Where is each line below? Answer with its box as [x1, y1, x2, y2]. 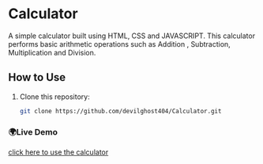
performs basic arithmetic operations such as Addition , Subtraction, [8, 39, 231, 48]
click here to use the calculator [8, 147, 109, 157]
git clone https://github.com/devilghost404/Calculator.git [19, 107, 222, 115]
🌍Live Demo [8, 126, 58, 137]
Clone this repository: [19, 92, 90, 101]
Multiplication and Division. [8, 48, 96, 57]
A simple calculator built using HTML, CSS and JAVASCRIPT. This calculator [8, 31, 255, 40]
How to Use [8, 71, 66, 84]
